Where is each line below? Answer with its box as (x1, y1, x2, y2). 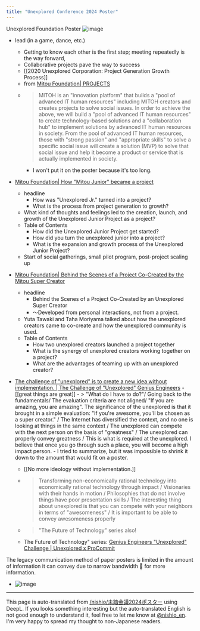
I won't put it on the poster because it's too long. (32, 167, 152, 174)
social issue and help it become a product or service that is (38, 149, 183, 156)
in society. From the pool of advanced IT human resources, (38, 130, 183, 137)
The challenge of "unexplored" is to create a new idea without (14, 377, 167, 385)
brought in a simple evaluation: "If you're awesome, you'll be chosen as (14, 410, 190, 417)
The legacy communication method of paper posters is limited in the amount (6, 556, 193, 563)
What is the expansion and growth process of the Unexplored (32, 240, 183, 248)
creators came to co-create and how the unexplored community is (23, 322, 186, 329)
